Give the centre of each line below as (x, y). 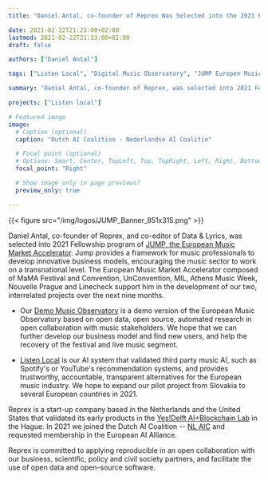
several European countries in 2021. (79, 394)
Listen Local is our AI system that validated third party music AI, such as (138, 359)
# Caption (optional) (51, 132)
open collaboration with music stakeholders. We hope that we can (128, 327)
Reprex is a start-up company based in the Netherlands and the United (124, 409)
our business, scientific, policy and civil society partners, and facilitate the (130, 458)
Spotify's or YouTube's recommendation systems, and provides (124, 368)
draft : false (30, 45)
